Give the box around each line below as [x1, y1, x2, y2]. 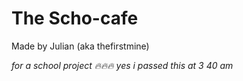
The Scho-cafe [11, 7, 139, 30]
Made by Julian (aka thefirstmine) [11, 40, 150, 52]
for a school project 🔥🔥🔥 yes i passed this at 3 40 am [11, 59, 234, 71]
